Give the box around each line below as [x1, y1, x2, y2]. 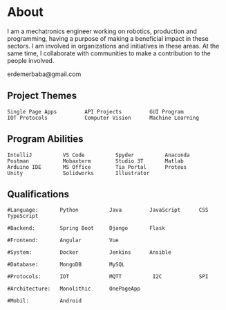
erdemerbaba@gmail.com [7, 70, 82, 78]
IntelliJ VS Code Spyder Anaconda [7, 152, 190, 158]
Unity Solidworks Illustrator [7, 170, 150, 176]
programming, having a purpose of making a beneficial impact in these [7, 34, 209, 42]
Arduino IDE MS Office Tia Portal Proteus [7, 163, 187, 170]
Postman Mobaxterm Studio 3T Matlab [7, 157, 185, 165]
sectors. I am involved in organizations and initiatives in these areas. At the [7, 42, 220, 50]
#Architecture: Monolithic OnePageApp [7, 285, 140, 293]
